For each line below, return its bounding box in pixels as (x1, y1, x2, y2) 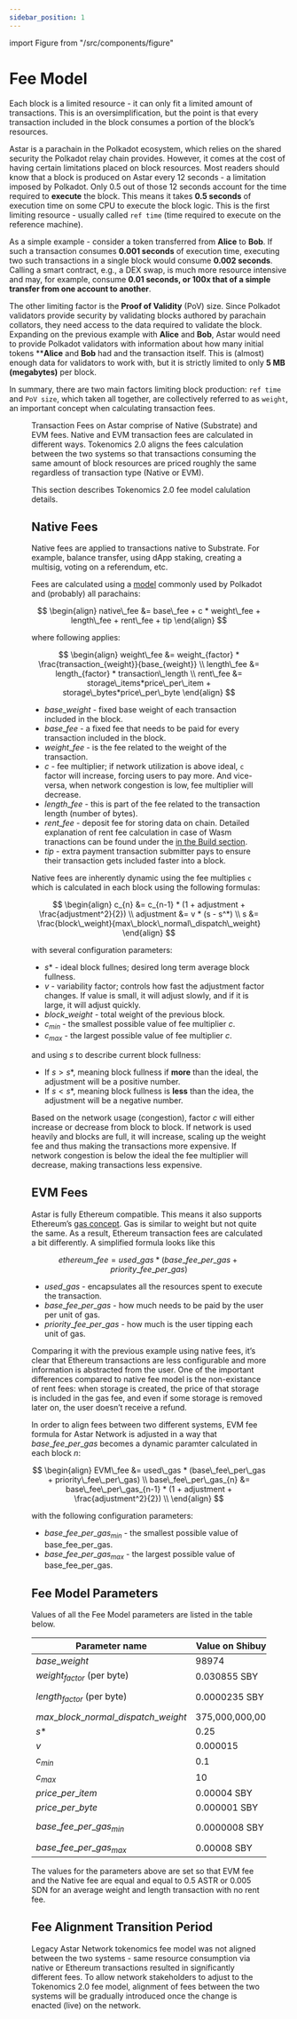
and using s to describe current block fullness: (31, 1049, 201, 1060)
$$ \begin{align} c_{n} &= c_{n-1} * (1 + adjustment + (51, 899, 246, 910)
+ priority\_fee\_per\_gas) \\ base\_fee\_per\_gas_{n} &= (47, 1474, 251, 1484)
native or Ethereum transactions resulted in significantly (31, 1962, 235, 1973)
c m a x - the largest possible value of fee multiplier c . (43, 1030, 232, 1043)
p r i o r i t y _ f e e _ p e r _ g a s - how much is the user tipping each (43, 1318, 254, 1329)
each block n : (31, 1447, 82, 1458)
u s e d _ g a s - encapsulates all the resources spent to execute (43, 1281, 263, 1292)
